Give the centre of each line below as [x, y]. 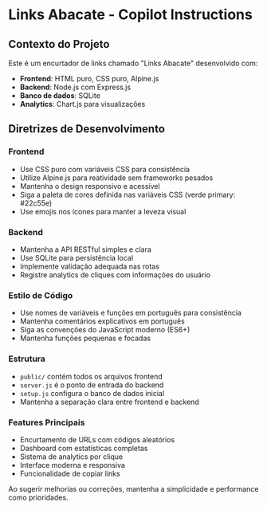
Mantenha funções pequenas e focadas [85, 338]
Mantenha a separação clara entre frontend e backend [109, 402]
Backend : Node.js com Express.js [75, 87]
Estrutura [27, 359]
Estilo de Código [41, 295]
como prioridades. [39, 497]
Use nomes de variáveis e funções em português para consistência [130, 313]
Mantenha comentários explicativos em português [102, 321]
